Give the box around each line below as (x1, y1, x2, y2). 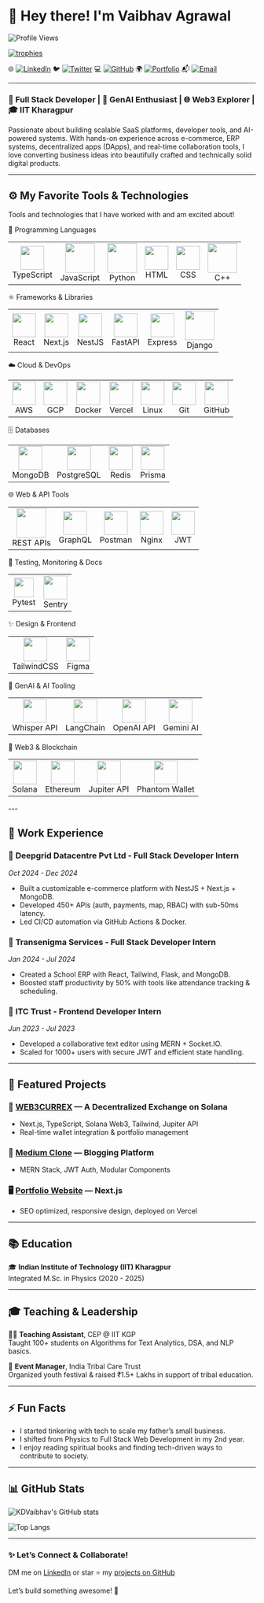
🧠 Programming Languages (8, 225, 97, 235)
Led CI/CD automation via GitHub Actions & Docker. (19, 917, 187, 926)
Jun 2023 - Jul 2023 (8, 1024, 75, 1033)
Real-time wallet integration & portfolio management (19, 1128, 189, 1137)
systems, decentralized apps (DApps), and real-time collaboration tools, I (8, 142, 245, 152)
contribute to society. (19, 1451, 89, 1461)
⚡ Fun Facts (8, 1401, 67, 1415)
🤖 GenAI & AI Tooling (8, 681, 76, 691)
